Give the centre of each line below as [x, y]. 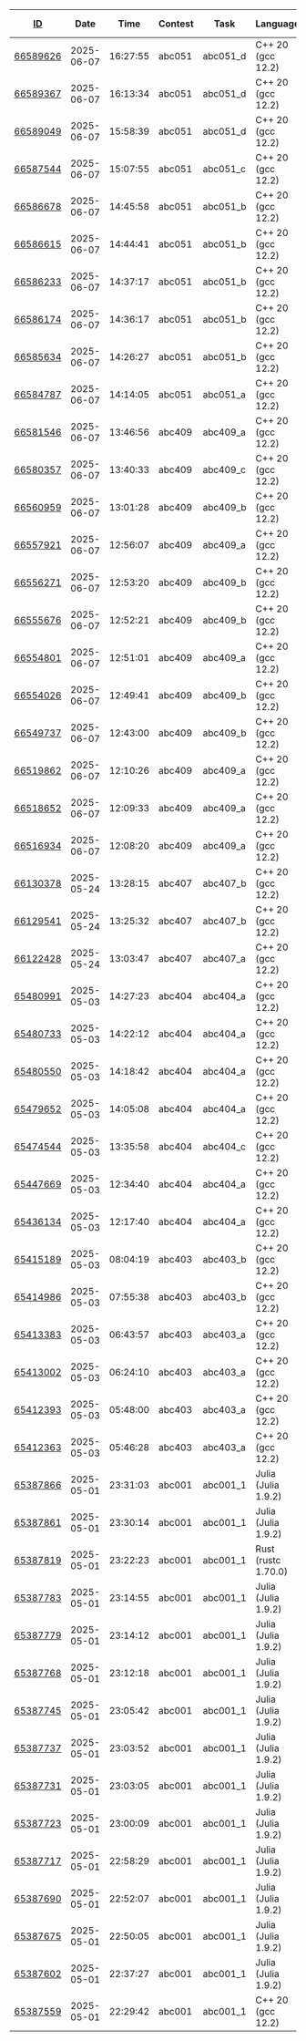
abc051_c [224, 169]
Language [278, 24]
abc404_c [224, 1146]
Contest [176, 24]
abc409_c [224, 470]
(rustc [268, 1560]
